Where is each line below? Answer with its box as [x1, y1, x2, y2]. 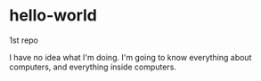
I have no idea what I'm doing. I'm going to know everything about [9, 52, 252, 62]
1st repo [9, 35, 38, 45]
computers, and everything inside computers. [9, 61, 176, 72]
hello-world [9, 5, 98, 26]
